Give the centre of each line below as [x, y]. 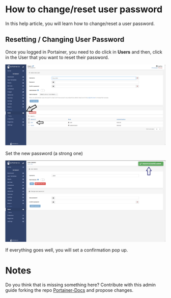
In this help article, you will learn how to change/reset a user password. [80, 23]
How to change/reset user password [84, 9]
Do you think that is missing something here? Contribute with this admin [81, 285]
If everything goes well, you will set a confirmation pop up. [67, 250]
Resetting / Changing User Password [65, 40]
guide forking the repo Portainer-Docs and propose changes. [69, 290]
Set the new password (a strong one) [44, 154]
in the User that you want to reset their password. [57, 57]
